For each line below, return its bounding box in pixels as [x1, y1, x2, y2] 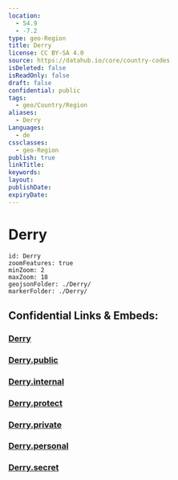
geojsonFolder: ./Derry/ [8, 280, 91, 288]
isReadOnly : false [8, 71, 70, 79]
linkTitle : [8, 161, 45, 169]
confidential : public [8, 86, 81, 95]
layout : [8, 176, 34, 185]
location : [8, 11, 42, 20]
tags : [8, 94, 26, 102]
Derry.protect [8, 397, 63, 409]
